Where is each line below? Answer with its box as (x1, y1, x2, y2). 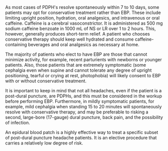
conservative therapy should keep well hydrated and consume (5, 36, 134, 42)
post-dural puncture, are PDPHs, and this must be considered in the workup (5, 93, 162, 99)
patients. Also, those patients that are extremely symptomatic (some (5, 62, 146, 68)
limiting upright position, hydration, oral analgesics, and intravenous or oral (5, 15, 160, 21)
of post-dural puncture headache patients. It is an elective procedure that (5, 135, 157, 140)
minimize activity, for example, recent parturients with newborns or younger (5, 57, 162, 62)
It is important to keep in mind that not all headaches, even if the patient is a (5, 88, 162, 93)
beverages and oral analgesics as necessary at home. (28, 42, 139, 47)
